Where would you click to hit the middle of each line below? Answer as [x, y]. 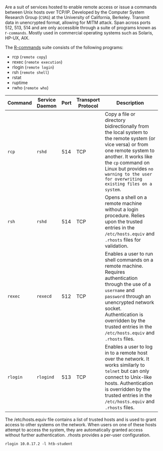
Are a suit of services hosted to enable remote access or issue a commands [81, 7]
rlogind [45, 377]
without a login [122, 209]
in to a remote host [126, 353]
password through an [128, 296]
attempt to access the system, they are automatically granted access [74, 430]
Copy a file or [120, 114]
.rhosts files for [123, 240]
